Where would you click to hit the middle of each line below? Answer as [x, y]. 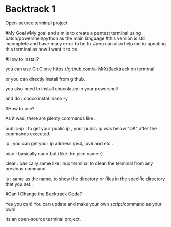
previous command [26, 168]
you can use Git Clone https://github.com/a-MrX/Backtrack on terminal [80, 69]
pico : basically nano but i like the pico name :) [54, 153]
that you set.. [19, 184]
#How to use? [20, 108]
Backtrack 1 [30, 9]
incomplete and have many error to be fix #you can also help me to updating [86, 43]
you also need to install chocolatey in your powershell [62, 89]
